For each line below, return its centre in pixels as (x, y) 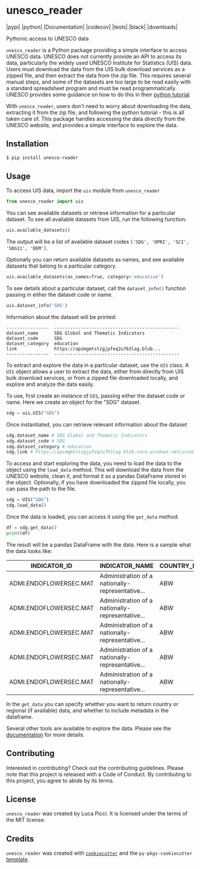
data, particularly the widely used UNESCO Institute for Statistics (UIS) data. (99, 63)
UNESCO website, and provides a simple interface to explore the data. (92, 125)
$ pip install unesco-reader (42, 158)
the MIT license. (26, 820)
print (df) (18, 533)
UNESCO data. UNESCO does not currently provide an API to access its (94, 56)
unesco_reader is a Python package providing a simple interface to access (97, 50)
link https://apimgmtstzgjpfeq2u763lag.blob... (84, 349)
